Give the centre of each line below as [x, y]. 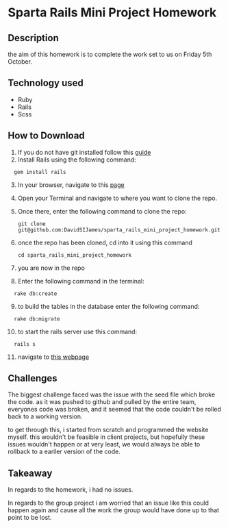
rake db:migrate [37, 319]
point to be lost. [30, 518]
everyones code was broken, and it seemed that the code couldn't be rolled [115, 410]
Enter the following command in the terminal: [81, 281]
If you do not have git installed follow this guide [84, 152]
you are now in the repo [51, 268]
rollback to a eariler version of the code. [64, 452]
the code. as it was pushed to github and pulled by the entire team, [102, 402]
